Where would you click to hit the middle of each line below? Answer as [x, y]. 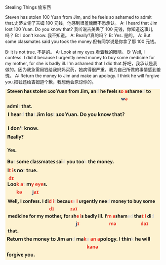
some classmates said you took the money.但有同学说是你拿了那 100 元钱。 [82, 41]
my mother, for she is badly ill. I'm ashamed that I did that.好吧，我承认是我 [81, 63]
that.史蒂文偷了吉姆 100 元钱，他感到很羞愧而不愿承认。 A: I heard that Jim [81, 23]
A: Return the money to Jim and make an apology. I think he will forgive [87, 76]
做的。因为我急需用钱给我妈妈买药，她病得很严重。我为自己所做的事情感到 [81, 70]
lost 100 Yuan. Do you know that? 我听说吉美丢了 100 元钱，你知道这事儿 [79, 29]
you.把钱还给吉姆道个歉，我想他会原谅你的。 [51, 82]
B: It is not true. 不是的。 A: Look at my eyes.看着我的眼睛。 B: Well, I [75, 52]
